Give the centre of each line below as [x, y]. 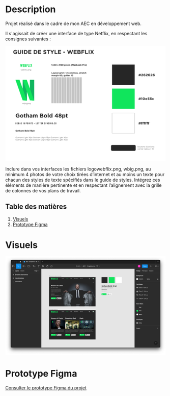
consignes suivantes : [28, 39]
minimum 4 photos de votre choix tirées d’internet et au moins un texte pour [85, 174]
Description [31, 9]
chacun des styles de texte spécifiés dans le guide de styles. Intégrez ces [83, 180]
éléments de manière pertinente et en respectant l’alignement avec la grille [83, 185]
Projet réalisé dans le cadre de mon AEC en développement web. [73, 23]
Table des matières [36, 207]
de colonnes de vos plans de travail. [43, 190]
